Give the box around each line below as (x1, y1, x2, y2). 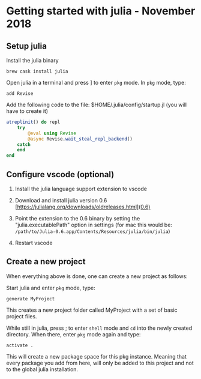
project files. (6, 312, 37, 320)
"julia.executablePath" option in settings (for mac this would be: (14, 221, 173, 228)
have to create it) (6, 108, 49, 115)
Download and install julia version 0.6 (14, 196, 107, 204)
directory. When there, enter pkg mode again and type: (6, 330, 141, 338)
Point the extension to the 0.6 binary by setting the (14, 214, 140, 222)
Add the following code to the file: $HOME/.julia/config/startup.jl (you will (6, 101, 187, 108)
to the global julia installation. (6, 365, 79, 373)
